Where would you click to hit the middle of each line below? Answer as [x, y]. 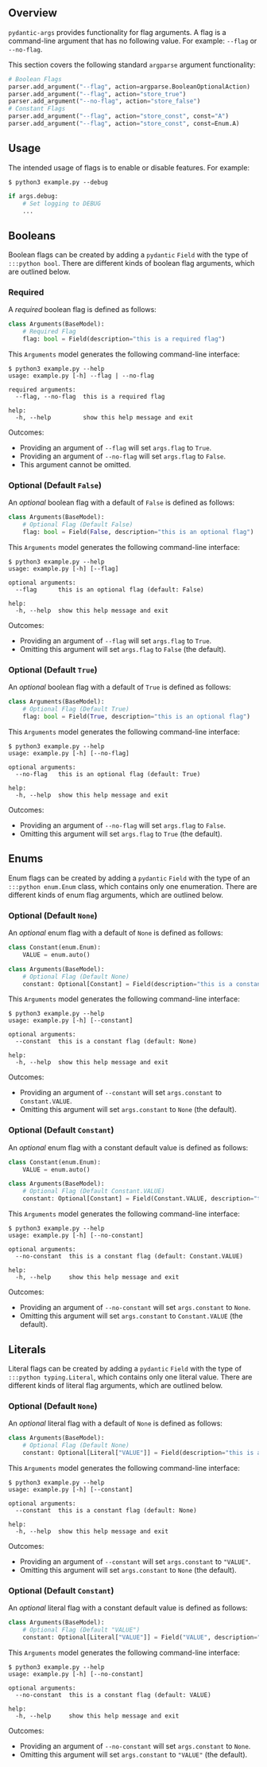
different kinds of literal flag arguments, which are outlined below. [116, 1385]
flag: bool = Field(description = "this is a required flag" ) [124, 339]
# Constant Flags [37, 109]
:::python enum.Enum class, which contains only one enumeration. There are [133, 886]
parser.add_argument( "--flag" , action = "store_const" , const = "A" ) [118, 116]
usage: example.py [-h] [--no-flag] [69, 753]
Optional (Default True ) [53, 669]
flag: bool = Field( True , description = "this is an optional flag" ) [136, 717]
